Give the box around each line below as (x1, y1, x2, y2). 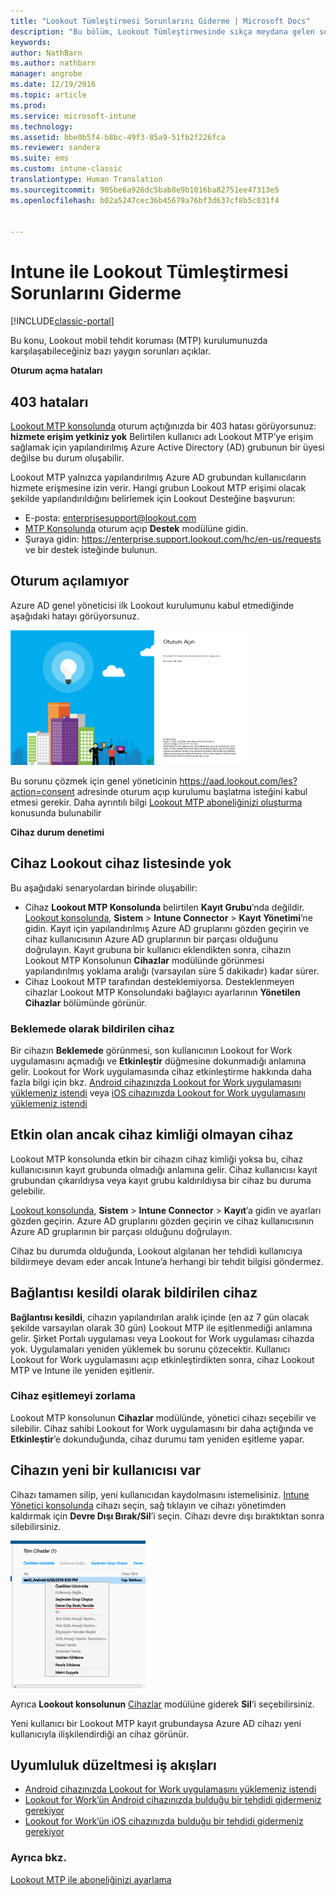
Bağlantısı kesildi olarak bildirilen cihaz (10, 1285, 258, 1302)
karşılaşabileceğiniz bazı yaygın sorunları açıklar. (10, 345, 212, 357)
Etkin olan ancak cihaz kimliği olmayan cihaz (10, 1126, 294, 1144)
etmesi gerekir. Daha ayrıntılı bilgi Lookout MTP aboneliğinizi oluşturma (10, 796, 303, 808)
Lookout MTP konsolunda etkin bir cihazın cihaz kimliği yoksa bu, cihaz (10, 1153, 304, 1165)
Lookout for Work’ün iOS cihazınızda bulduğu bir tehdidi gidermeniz (24, 1815, 304, 1827)
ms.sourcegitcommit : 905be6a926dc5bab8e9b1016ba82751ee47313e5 (10, 185, 280, 195)
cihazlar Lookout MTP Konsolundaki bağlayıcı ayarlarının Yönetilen (24, 986, 301, 998)
